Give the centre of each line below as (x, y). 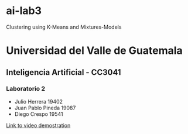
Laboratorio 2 (26, 89)
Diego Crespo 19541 (39, 114)
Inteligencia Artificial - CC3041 (64, 72)
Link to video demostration (38, 125)
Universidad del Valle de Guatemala (94, 51)
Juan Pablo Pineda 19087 (45, 108)
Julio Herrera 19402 (39, 101)
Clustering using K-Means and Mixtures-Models (64, 27)
